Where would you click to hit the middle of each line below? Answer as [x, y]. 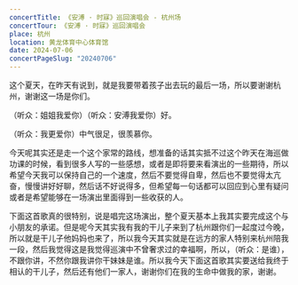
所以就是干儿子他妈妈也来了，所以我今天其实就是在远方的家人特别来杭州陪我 [149, 238]
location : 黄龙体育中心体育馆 [59, 42]
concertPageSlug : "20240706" [63, 59]
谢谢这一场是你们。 [59, 96]
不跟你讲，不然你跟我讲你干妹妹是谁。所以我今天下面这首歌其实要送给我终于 [149, 260]
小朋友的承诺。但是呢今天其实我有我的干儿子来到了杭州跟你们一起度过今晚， [149, 227]
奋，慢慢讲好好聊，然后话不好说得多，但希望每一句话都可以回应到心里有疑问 [149, 186]
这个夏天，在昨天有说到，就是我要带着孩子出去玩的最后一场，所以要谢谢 [141, 85]
